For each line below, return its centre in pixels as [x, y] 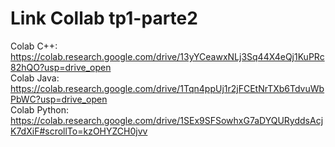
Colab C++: [34, 46]
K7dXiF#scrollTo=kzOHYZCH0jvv [79, 131]
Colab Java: [35, 78]
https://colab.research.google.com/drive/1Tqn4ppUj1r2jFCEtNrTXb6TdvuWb [167, 88]
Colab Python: [39, 109]
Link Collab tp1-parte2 [104, 18]
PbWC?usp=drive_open [59, 99]
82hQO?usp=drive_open [61, 67]
